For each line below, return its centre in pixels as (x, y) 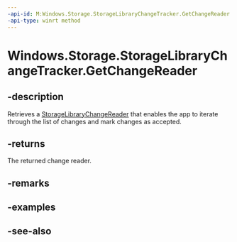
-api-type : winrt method (44, 21)
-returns (26, 144)
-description (35, 97)
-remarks (28, 183)
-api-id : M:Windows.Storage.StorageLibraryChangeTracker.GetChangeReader (119, 14)
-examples (32, 208)
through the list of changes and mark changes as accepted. (95, 121)
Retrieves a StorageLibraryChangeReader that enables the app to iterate (113, 114)
